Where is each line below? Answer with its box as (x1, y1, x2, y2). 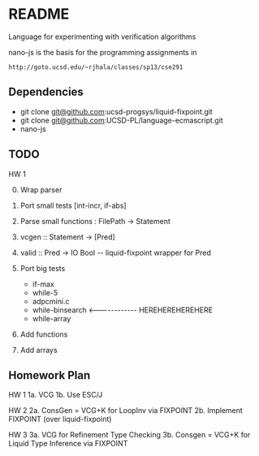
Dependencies (8, 85, 84, 99)
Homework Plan (8, 368, 91, 382)
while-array (32, 313, 71, 323)
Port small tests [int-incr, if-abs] (19, 200, 127, 210)
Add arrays (19, 345, 58, 355)
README (8, 5, 70, 24)
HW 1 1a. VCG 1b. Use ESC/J (8, 390, 103, 400)
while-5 (32, 287, 58, 297)
